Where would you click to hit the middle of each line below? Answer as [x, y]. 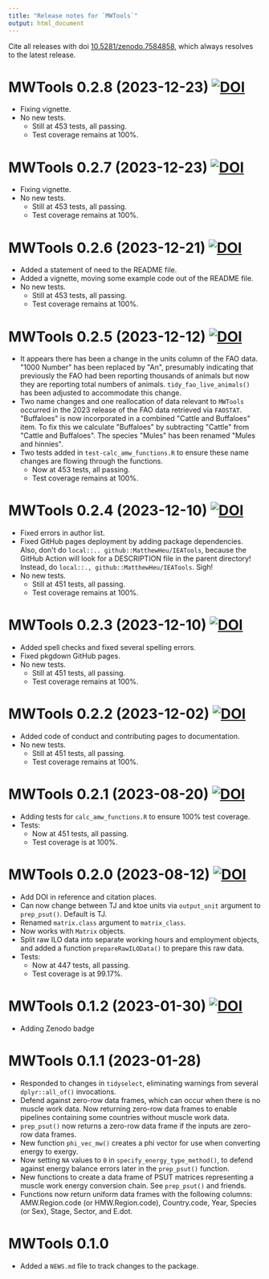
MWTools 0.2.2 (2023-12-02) [109, 714]
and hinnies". [41, 444]
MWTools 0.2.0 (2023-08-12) [109, 874]
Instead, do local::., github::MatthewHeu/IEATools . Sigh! [116, 567]
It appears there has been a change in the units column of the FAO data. [139, 359]
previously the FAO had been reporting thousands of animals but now [134, 376]
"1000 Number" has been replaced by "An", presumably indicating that [137, 367]
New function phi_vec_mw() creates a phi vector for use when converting [140, 1142]
